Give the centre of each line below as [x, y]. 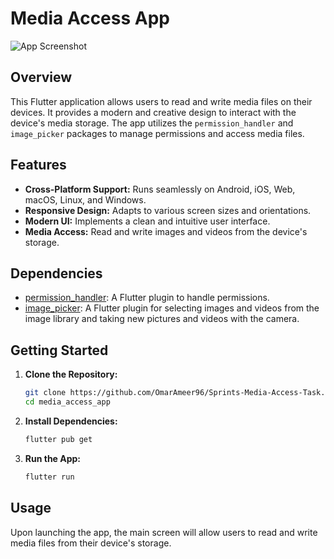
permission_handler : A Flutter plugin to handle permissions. [147, 298]
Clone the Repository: [71, 374]
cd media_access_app [67, 402]
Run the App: [53, 458]
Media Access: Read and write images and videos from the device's [166, 231]
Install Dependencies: [71, 421]
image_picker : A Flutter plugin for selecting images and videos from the [172, 308]
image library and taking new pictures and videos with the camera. [162, 319]
